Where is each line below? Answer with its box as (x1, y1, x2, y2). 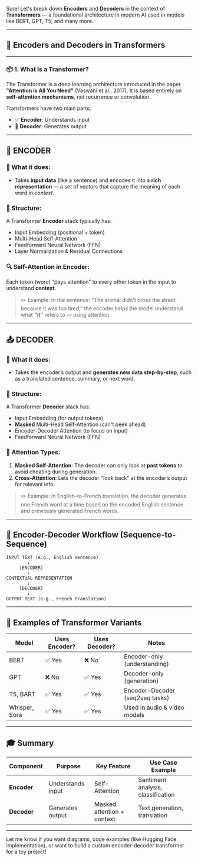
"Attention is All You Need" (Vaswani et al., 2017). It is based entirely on (6, 87, 182, 94)
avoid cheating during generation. (14, 468, 97, 475)
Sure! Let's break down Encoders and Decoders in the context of (6, 5, 166, 12)
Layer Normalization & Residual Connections (14, 248, 123, 255)
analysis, (138, 783, 163, 791)
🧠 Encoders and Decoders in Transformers (6, 40, 166, 50)
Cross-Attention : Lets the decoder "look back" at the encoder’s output (14, 474, 187, 481)
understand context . (6, 285, 57, 292)
